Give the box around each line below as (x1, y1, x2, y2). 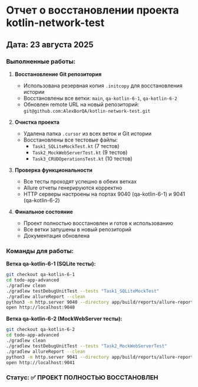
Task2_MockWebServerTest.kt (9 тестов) (32, 149, 128, 156)
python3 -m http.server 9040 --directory (6, 299, 110, 305)
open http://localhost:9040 (6, 304, 75, 310)
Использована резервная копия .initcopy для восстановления (23, 82, 183, 89)
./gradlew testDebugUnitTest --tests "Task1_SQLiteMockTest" (6, 288, 160, 294)
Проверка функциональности (14, 166, 93, 173)
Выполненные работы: (6, 57, 76, 65)
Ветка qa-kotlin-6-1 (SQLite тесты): (6, 260, 96, 267)
